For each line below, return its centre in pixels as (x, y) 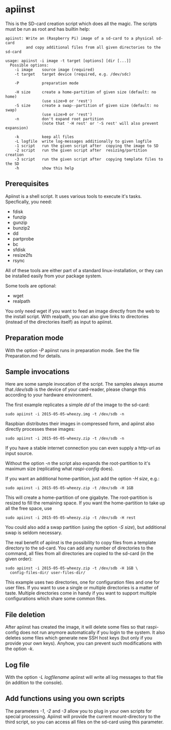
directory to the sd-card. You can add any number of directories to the (79, 548)
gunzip (20, 222)
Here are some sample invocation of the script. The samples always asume (84, 384)
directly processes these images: (40, 429)
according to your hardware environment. (49, 395)
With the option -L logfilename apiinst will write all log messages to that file (84, 677)
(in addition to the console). (34, 682)
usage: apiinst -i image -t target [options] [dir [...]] (68, 61)
